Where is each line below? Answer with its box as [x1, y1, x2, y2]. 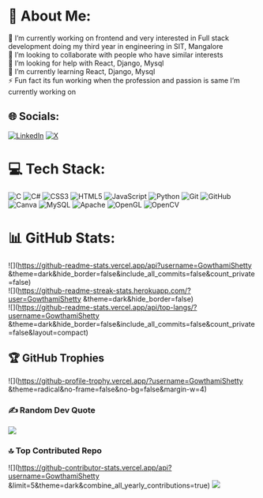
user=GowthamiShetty [8, 294, 81, 303]
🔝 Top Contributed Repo [8, 445, 103, 456]
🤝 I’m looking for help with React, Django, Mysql [8, 58, 164, 68]
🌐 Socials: [8, 110, 60, 123]
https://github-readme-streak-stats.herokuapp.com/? [17, 286, 191, 295]
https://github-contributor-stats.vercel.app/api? [17, 463, 172, 473]
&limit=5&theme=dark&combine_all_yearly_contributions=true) [8, 481, 211, 490]
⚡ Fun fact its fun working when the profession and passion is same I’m [8, 75, 240, 85]
